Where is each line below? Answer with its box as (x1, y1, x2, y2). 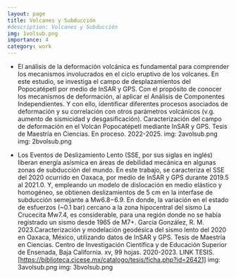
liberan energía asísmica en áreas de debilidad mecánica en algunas (17, 158, 216, 166)
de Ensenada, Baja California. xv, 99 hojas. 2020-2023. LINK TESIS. (17, 248, 215, 256)
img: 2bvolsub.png (17, 137, 72, 145)
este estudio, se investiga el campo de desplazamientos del (17, 77, 192, 85)
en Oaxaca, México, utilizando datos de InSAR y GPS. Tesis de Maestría (17, 233, 226, 241)
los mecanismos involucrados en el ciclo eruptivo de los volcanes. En (17, 70, 219, 78)
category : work (7, 43, 52, 50)
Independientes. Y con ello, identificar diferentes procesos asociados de (17, 100, 228, 108)
